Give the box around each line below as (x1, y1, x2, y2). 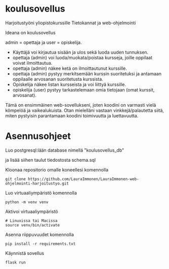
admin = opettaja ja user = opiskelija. (5, 39, 82, 46)
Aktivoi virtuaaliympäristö (5, 208, 58, 214)
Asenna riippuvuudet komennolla (5, 231, 74, 238)
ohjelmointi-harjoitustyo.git (5, 181, 69, 186)
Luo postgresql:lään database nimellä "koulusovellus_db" (5, 147, 124, 153)
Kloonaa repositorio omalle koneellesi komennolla (5, 166, 109, 172)
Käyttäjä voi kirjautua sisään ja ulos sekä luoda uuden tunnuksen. (12, 49, 149, 55)
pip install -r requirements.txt (5, 241, 76, 246)
